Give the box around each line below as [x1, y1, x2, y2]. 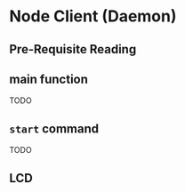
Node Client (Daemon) [9, 6, 177, 27]
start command [9, 121, 100, 136]
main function [9, 71, 89, 86]
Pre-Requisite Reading [9, 42, 137, 57]
